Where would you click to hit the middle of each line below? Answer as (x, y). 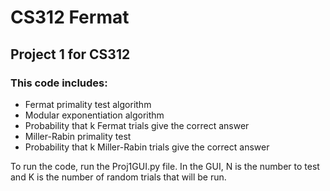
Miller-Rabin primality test (78, 136)
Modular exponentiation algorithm (94, 115)
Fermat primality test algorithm (88, 104)
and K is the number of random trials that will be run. (118, 177)
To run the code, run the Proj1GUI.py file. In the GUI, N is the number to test (165, 166)
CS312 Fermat (70, 17)
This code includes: (59, 83)
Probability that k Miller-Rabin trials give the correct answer (147, 147)
